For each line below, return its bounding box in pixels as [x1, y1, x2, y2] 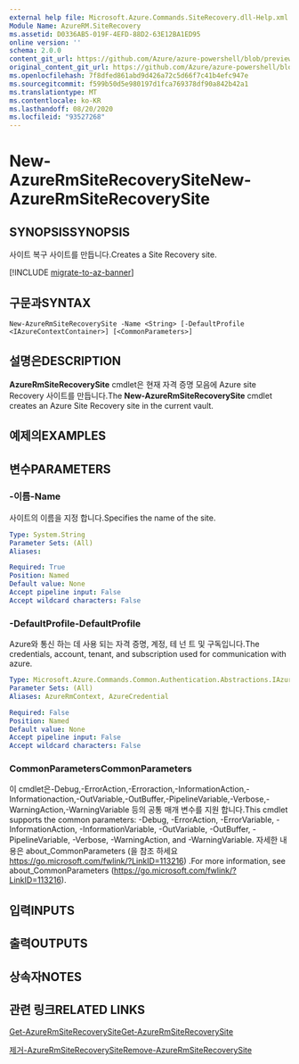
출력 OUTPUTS [9, 936, 88, 952]
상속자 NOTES [9, 969, 83, 985]
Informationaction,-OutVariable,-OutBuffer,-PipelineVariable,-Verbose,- [9, 794, 270, 804]
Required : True [9, 563, 66, 572]
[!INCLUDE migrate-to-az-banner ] [9, 267, 134, 278]
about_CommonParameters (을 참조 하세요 [25, 845, 178, 857]
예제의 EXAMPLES [9, 428, 107, 444]
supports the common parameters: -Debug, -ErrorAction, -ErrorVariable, [9, 814, 274, 826]
